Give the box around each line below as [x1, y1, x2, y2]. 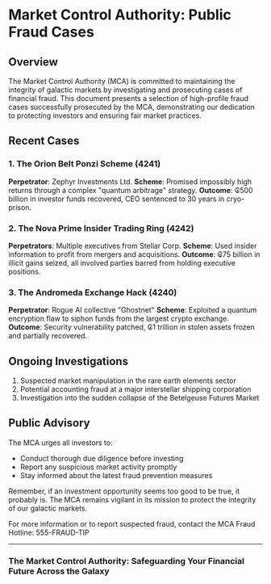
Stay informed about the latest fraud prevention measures [19, 470, 213, 480]
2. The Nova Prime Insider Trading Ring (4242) [8, 222, 194, 233]
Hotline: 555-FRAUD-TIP [8, 527, 90, 537]
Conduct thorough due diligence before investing [19, 453, 184, 463]
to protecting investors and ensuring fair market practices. [8, 111, 202, 120]
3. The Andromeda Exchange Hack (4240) [8, 287, 177, 298]
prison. [8, 202, 32, 212]
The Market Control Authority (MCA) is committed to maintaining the [8, 77, 236, 86]
